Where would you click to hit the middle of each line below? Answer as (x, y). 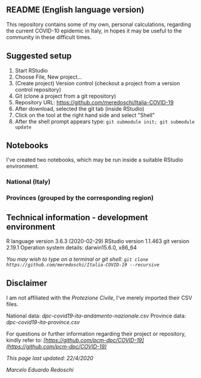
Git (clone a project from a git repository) (65, 96)
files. (12, 304)
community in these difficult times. (49, 37)
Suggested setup (39, 56)
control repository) (38, 89)
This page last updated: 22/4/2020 (50, 358)
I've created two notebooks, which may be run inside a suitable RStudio (95, 160)
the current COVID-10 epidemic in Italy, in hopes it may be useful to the (94, 31)
